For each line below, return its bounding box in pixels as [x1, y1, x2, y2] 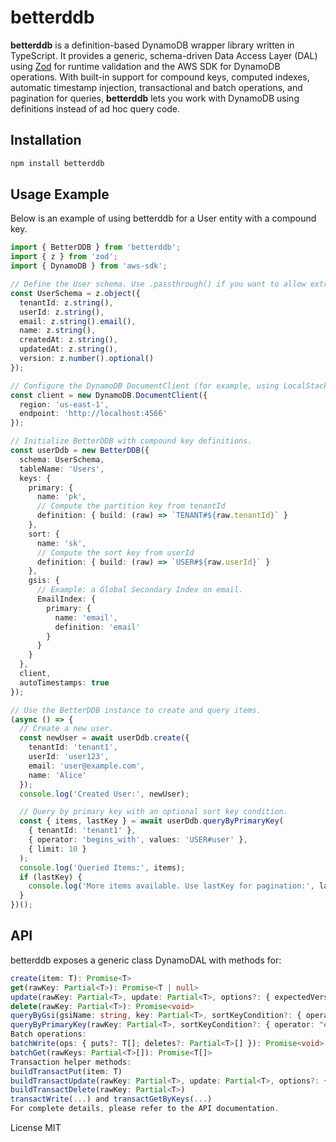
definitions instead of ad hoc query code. [10, 102, 181, 115]
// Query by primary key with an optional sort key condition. [19, 807, 288, 817]
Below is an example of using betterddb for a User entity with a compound [10, 212, 317, 225]
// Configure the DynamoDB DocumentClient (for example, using [10, 381, 280, 391]
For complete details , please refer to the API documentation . [10, 1104, 280, 1114]
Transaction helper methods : [10, 1057, 132, 1067]
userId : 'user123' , [28, 752, 110, 762]
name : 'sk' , [36, 538, 87, 548]
